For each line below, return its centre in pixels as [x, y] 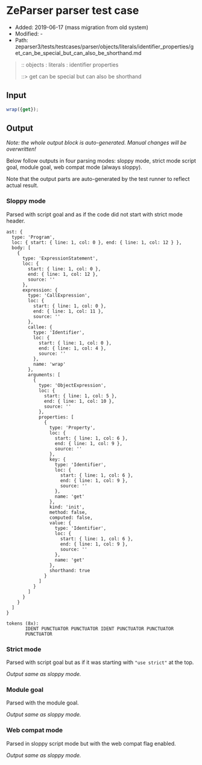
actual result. [22, 186]
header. [16, 221]
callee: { [40, 327]
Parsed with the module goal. [43, 703]
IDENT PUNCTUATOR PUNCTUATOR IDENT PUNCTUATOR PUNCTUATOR [99, 629]
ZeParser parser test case [73, 11]
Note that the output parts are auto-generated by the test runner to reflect [98, 179]
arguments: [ [44, 375]
